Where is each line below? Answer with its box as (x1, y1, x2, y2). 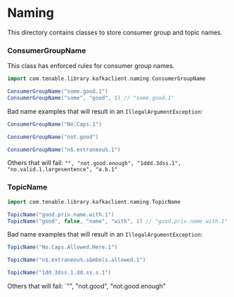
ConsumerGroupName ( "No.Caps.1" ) (7, 121, 102, 128)
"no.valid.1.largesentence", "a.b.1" (7, 166, 118, 173)
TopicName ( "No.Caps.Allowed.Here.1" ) (7, 244, 118, 251)
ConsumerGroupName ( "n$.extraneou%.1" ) (7, 146, 121, 153)
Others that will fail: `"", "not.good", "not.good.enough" (7, 282, 167, 291)
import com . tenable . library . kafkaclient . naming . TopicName (7, 198, 181, 205)
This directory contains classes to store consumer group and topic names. (7, 28, 223, 37)
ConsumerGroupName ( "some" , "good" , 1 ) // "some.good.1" (7, 94, 174, 101)
